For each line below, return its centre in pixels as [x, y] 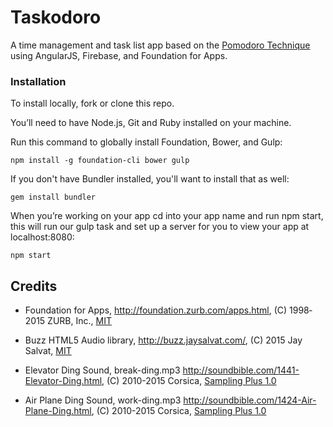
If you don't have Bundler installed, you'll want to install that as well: [150, 179]
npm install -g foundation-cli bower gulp [100, 161]
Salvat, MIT [48, 351]
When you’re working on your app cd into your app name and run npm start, [167, 216]
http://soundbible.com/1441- [241, 370]
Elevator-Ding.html [63, 381]
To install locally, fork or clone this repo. [92, 103]
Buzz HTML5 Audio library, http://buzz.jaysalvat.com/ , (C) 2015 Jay [163, 340]
